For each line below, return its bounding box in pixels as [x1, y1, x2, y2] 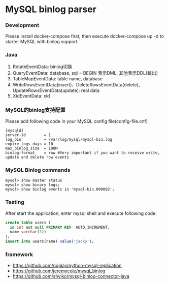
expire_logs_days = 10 [5, 141, 53, 147]
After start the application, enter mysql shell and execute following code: [5, 210, 157, 216]
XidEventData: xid [12, 92, 50, 99]
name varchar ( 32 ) [10, 230, 47, 235]
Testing [5, 199, 24, 206]
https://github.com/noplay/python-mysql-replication [12, 263, 122, 269]
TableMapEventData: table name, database [12, 75, 103, 82]
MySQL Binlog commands [5, 167, 71, 173]
